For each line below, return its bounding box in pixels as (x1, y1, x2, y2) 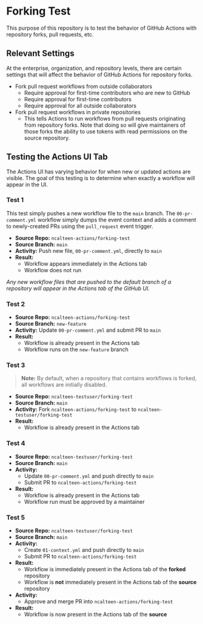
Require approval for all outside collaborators (24, 102, 137, 109)
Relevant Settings (6, 49, 75, 59)
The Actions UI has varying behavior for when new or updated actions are (6, 168, 191, 175)
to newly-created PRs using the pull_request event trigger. (6, 223, 153, 230)
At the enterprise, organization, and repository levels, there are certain (6, 64, 182, 72)
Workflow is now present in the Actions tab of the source (24, 611, 167, 618)
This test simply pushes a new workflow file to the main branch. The (6, 209, 176, 216)
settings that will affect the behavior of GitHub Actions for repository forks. (6, 71, 193, 78)
